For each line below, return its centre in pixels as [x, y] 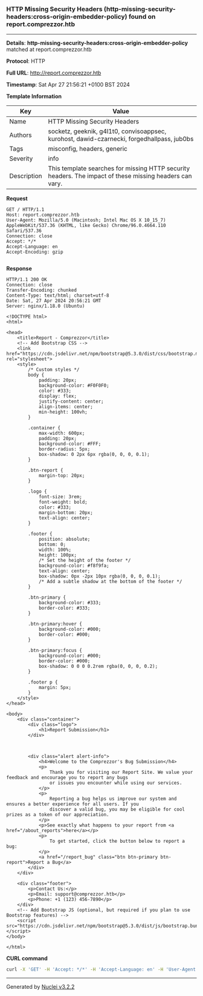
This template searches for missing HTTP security [119, 168]
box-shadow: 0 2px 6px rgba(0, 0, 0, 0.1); [94, 455]
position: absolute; [64, 539]
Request [17, 199]
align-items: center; [66, 407]
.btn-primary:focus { [55, 651]
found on [142, 16]
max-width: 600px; [62, 434]
